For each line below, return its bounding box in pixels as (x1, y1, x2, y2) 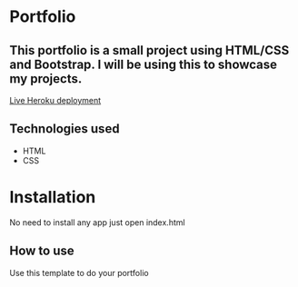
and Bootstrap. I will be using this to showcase (9, 56, 278, 72)
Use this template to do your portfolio (9, 267, 149, 278)
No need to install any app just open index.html (9, 216, 185, 228)
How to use (9, 243, 74, 259)
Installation (9, 187, 96, 207)
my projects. (9, 71, 83, 86)
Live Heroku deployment (9, 95, 102, 105)
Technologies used (9, 121, 120, 137)
